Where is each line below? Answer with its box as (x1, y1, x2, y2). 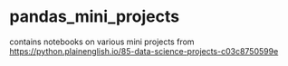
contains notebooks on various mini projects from (9, 36, 195, 47)
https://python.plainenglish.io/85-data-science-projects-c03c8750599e (9, 45, 279, 56)
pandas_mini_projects (9, 6, 179, 27)
